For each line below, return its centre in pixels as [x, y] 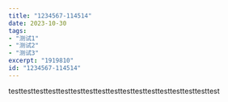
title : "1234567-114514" [50, 16]
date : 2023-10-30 [38, 23]
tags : [17, 31]
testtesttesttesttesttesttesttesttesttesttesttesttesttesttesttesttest [114, 91]
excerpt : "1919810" [41, 61]
